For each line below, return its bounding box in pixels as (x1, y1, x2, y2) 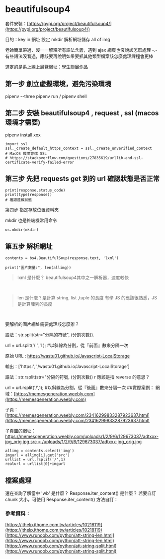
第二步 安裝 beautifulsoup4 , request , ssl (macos (5, 109, 159, 117)
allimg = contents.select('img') (5, 449, 75, 454)
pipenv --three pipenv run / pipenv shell (5, 93, 87, 99)
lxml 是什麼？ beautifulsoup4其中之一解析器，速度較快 (17, 275, 129, 280)
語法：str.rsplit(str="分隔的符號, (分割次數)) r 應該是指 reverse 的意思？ (5, 374, 150, 380)
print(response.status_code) (5, 188, 66, 193)
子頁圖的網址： (5, 428, 36, 434)
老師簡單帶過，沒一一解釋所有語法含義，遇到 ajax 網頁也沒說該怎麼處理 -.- (5, 47, 158, 53)
